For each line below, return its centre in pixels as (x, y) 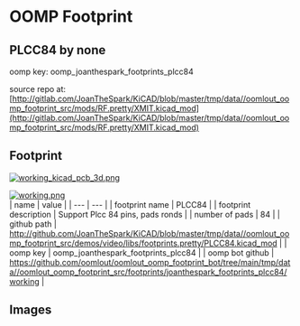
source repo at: (37, 89)
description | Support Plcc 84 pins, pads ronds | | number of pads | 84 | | (145, 214)
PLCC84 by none (58, 50)
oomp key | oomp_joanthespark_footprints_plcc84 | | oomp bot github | (142, 252)
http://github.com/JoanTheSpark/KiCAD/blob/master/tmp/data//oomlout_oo (150, 233)
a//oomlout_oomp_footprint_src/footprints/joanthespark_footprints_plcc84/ (148, 272)
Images (31, 310)
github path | (33, 224)
